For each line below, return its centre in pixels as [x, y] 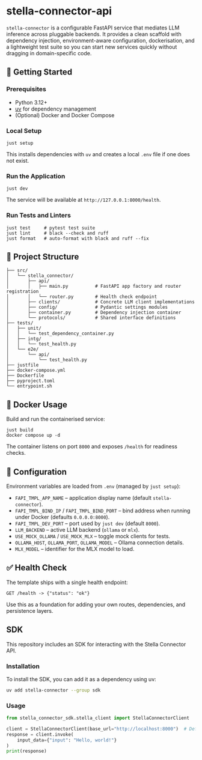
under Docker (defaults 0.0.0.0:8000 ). [62, 517]
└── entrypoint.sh [29, 386]
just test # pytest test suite [51, 228]
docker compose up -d [33, 436]
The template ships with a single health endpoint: [67, 582]
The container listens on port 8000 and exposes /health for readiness [92, 446]
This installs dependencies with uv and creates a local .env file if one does [98, 154]
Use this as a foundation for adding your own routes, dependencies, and [96, 604]
